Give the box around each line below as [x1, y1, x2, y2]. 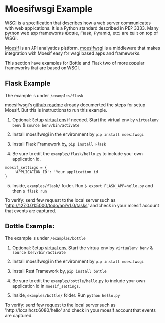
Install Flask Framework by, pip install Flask [12, 141, 107, 147]
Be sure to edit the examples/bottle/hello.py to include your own [12, 277, 145, 284]
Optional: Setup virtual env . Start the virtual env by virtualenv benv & [12, 245, 153, 251]
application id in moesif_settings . [12, 283, 80, 289]
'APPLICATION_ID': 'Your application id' [14, 169, 100, 174]
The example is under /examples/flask [5, 92, 84, 98]
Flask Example [5, 79, 51, 88]
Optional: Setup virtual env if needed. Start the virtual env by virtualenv [12, 117, 159, 123]
